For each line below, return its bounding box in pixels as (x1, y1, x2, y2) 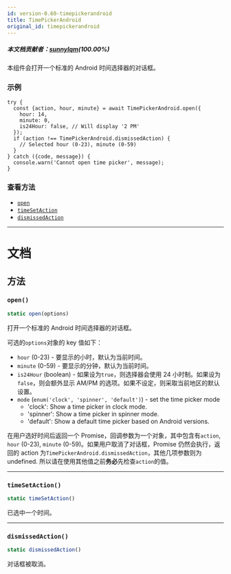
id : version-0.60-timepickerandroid (7, 10, 112, 17)
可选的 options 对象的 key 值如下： (7, 338, 103, 347)
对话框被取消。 (7, 560, 49, 568)
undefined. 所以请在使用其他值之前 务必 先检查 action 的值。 (7, 457, 173, 465)
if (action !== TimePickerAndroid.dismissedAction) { (13, 135, 170, 142)
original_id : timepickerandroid (7, 23, 100, 30)
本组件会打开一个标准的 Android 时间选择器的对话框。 (7, 63, 159, 72)
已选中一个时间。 (7, 508, 56, 517)
